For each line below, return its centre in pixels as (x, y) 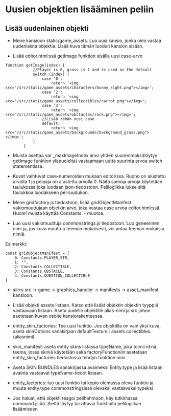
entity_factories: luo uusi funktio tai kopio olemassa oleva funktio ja (83, 383)
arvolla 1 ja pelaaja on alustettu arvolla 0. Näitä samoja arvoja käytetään (87, 182)
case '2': (52, 92)
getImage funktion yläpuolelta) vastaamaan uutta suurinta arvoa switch (87, 161)
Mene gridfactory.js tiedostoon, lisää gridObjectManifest (72, 202)
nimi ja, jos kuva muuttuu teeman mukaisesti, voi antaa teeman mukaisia (88, 228)
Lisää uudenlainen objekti (47, 28)
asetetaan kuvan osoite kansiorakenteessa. (58, 316)
